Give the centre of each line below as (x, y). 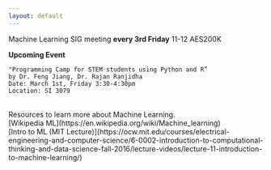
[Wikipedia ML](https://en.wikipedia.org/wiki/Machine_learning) (114, 123)
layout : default (36, 16)
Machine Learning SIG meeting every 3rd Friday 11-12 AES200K (115, 39)
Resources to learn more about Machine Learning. (92, 114)
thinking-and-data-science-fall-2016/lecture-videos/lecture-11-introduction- (135, 149)
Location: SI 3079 (39, 91)
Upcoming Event (37, 54)
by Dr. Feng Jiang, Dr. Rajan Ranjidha (76, 76)
